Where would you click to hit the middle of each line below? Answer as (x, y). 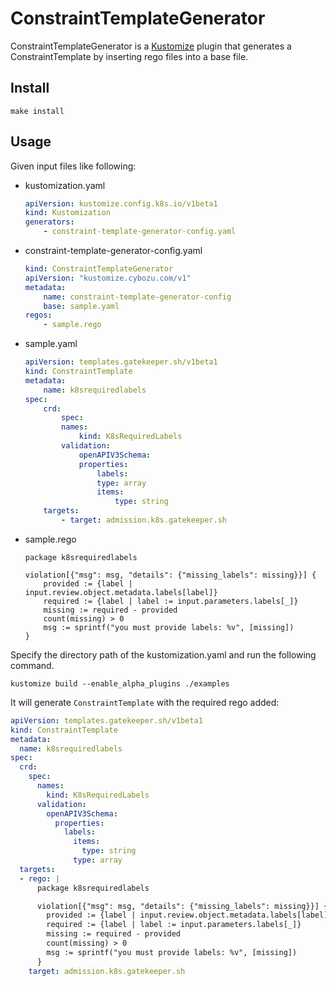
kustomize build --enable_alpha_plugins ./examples (120, 683)
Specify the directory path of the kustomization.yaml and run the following (163, 654)
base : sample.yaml (81, 306)
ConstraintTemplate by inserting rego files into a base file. (129, 56)
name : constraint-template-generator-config (137, 297)
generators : (49, 222)
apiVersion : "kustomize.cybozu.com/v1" (108, 278)
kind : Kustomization (67, 213)
